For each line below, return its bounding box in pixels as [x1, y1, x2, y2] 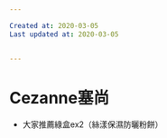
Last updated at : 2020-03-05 [9, 29, 119, 39]
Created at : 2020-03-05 [9, 21, 99, 30]
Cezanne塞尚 [9, 87, 110, 108]
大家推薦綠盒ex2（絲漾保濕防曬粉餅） [22, 119, 163, 130]
